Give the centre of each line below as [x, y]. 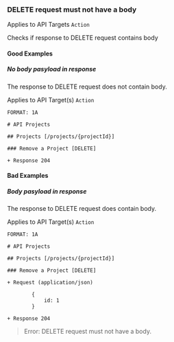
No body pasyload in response [52, 69]
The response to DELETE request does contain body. [82, 209]
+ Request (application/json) [50, 283]
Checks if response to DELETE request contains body [83, 38]
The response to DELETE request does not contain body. [87, 87]
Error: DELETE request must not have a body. [88, 332]
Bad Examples [28, 176]
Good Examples [30, 54]
